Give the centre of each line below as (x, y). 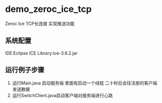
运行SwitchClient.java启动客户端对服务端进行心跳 (62, 95)
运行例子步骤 (25, 70)
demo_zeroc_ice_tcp (48, 9)
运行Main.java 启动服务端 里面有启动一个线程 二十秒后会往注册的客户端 (85, 83)
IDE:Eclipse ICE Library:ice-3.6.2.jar (41, 53)
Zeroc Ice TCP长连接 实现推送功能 (40, 23)
